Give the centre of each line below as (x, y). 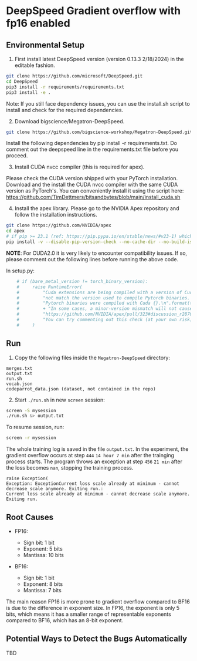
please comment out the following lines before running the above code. (92, 259)
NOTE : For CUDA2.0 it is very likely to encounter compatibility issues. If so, (97, 253)
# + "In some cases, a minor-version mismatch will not (97, 309)
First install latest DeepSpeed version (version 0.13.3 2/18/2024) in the (99, 59)
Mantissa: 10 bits (44, 555)
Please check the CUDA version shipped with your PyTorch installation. (92, 178)
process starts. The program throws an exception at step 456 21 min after (94, 461)
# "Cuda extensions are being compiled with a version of (99, 292)
